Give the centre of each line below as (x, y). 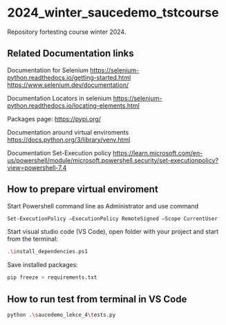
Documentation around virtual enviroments (68, 132)
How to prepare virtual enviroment (83, 189)
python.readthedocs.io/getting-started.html (69, 77)
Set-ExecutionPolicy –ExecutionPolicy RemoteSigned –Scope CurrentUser (112, 219)
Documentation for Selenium (48, 70)
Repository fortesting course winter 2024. (67, 32)
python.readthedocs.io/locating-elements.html (73, 106)
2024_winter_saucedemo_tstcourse (113, 13)
